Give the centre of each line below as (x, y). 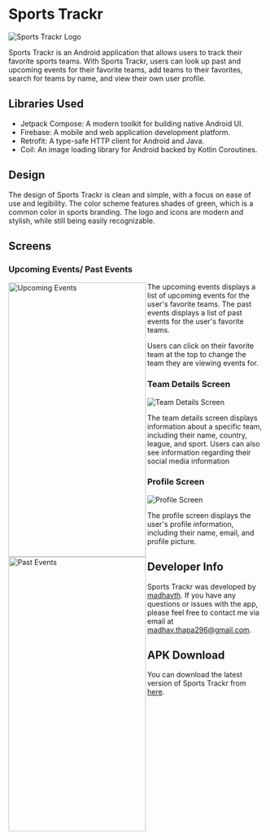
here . (156, 692)
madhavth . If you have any (192, 595)
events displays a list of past (195, 313)
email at (161, 621)
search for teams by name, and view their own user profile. (107, 78)
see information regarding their (199, 452)
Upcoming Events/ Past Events (70, 269)
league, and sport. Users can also (204, 443)
